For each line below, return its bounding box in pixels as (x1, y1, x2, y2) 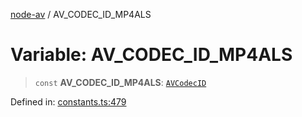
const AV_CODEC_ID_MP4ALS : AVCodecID (34, 76, 207, 88)
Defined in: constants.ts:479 (10, 95, 127, 108)
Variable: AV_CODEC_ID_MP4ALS (10, 44, 293, 66)
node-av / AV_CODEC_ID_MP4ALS (10, 9, 152, 20)
